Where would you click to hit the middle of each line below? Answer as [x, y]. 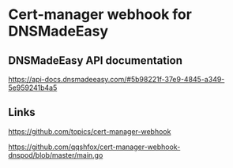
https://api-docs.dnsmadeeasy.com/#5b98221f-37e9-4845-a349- [116, 79]
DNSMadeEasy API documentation [96, 60]
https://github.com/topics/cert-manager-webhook [90, 131]
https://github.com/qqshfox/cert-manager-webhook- [94, 147]
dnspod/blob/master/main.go [56, 155]
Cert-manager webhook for [100, 15]
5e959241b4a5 [33, 88]
